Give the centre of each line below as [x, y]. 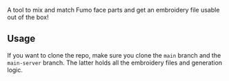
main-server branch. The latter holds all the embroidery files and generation [115, 62]
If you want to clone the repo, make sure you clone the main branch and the [114, 55]
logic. [15, 70]
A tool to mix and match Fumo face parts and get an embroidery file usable [113, 10]
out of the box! [28, 17]
